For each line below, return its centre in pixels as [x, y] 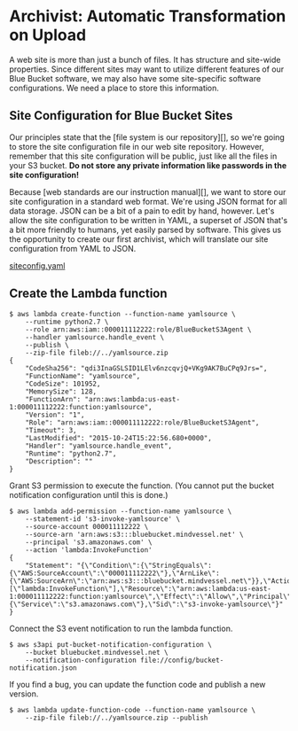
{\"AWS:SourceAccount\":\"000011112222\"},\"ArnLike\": [114, 573]
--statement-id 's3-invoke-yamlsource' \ [102, 519]
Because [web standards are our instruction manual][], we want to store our [148, 191]
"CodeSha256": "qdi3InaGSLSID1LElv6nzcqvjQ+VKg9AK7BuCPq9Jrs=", [146, 368]
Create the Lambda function [88, 294]
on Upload [48, 35]
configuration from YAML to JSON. [73, 248]
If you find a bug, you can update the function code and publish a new [137, 684]
